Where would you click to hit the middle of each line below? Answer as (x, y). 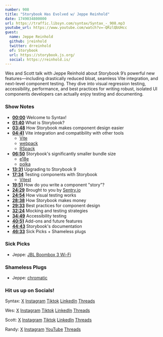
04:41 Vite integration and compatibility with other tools (68, 133)
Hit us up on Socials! (30, 291)
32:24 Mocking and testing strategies (50, 211)
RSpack (27, 148)
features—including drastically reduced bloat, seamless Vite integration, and (81, 79)
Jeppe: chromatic (30, 278)
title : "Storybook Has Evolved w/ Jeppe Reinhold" (57, 14)
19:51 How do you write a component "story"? (58, 185)
